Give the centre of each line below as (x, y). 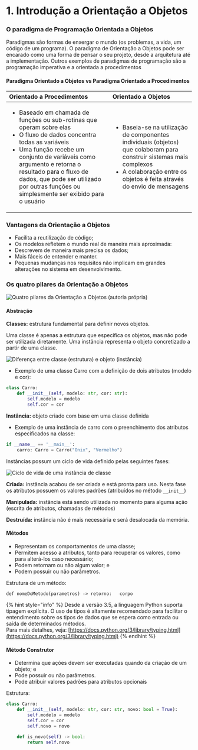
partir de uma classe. (32, 348)
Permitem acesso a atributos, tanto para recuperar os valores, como (98, 552)
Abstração (19, 311)
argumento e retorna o (50, 164)
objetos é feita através (153, 179)
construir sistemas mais (155, 157)
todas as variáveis (44, 142)
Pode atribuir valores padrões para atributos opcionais (81, 682)
